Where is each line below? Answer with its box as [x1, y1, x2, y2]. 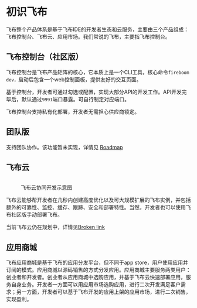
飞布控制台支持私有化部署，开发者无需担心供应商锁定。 [6, 108, 140, 115]
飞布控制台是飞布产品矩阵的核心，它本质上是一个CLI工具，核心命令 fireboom [6, 69, 189, 76]
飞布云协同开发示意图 [21, 184, 72, 191]
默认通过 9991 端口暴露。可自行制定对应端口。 [21, 95, 130, 102]
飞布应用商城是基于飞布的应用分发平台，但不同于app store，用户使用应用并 [6, 259, 189, 266]
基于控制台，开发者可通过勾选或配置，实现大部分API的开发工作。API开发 [6, 88, 182, 95]
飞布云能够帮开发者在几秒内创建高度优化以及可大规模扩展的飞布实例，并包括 [6, 197, 191, 204]
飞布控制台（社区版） [6, 52, 83, 62]
